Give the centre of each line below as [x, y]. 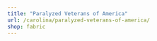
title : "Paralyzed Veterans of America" [68, 14]
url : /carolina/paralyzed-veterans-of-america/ [79, 20]
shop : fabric [27, 26]
